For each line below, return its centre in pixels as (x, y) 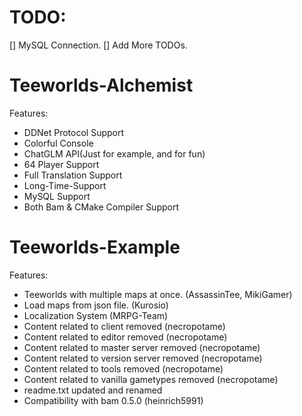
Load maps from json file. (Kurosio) (96, 305)
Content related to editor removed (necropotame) (125, 337)
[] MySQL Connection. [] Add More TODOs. (98, 45)
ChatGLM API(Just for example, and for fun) (114, 153)
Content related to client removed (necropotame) (124, 326)
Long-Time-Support (65, 185)
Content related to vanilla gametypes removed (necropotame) (151, 379)
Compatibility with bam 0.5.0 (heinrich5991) (113, 400)
